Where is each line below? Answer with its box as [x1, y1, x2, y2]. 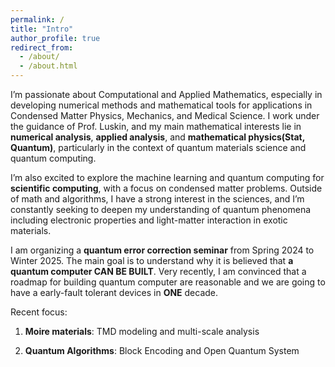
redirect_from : [10, 42, 74, 53]
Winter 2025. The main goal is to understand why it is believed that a [10, 255, 294, 266]
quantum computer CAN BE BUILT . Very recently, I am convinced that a [10, 266, 307, 277]
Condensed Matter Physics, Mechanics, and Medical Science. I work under [10, 110, 320, 121]
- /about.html [19, 61, 78, 71]
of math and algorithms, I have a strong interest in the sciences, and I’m [10, 193, 305, 205]
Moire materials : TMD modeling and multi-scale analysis [24, 326, 260, 337]
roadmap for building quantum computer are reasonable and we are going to [10, 276, 326, 288]
